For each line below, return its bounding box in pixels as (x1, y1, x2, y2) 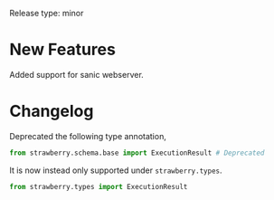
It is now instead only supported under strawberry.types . (9, 165, 223, 176)
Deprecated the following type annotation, (9, 130, 167, 141)
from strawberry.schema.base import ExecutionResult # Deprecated (9, 148, 265, 157)
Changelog (9, 101, 94, 121)
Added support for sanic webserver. (9, 69, 145, 80)
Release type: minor (9, 8, 84, 18)
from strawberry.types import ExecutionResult (9, 182, 188, 191)
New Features (9, 40, 116, 60)
